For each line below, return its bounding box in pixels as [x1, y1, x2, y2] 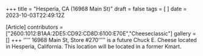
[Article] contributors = [5, 24, 63, 30]
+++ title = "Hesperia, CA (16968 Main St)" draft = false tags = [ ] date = [5, 5, 187, 12]
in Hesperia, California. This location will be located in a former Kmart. [5, 43, 182, 50]
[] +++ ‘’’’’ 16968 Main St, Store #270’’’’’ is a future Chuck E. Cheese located [5, 37, 198, 43]
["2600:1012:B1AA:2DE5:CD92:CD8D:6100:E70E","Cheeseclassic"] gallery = [5, 30, 196, 37]
